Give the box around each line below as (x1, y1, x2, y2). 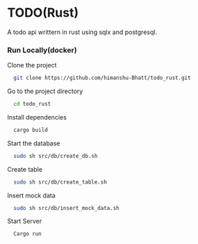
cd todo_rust (13, 101, 51, 108)
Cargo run (13, 231, 42, 238)
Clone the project (7, 61, 57, 70)
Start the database (7, 139, 60, 147)
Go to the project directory (7, 87, 83, 95)
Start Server (7, 217, 42, 225)
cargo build (13, 127, 49, 133)
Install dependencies (7, 113, 67, 121)
